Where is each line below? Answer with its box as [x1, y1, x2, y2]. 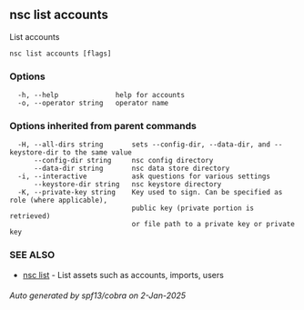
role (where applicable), [9, 195, 107, 205]
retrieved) [9, 212, 51, 221]
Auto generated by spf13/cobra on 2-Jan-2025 [9, 290, 187, 301]
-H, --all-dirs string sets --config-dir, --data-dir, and [17, 140, 271, 149]
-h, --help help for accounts [17, 91, 185, 100]
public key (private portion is [131, 204, 255, 213]
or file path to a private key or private [131, 220, 296, 229]
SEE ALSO [9, 249, 56, 262]
